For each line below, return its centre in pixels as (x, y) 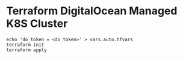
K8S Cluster (37, 24)
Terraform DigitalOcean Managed (92, 11)
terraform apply (26, 50)
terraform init (25, 45)
